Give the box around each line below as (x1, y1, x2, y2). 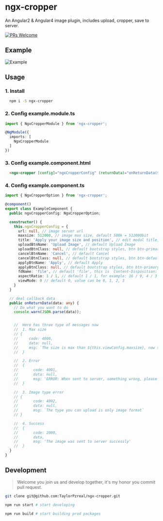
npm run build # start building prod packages (5, 511, 101, 516)
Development (5, 466, 47, 474)
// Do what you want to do (14, 305, 68, 310)
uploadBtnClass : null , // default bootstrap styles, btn (17, 247, 136, 252)
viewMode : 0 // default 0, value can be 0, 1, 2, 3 (17, 278, 125, 283)
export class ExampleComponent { (5, 206, 73, 211)
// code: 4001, (14, 368, 57, 372)
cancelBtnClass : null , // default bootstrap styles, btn (17, 255, 136, 261)
